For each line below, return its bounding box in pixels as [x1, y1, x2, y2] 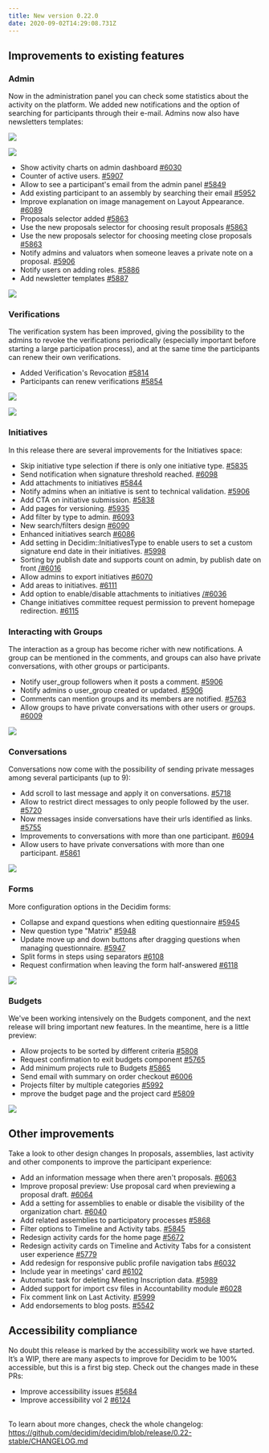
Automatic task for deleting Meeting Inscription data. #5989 [19, 1275, 218, 1284]
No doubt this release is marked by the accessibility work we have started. [8, 1345, 255, 1355]
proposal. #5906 [19, 256, 75, 266]
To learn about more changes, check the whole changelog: [8, 1419, 203, 1429]
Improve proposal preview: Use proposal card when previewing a [19, 1181, 236, 1190]
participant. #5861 [19, 849, 80, 858]
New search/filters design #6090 [19, 520, 130, 530]
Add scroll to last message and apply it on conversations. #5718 [19, 788, 231, 798]
